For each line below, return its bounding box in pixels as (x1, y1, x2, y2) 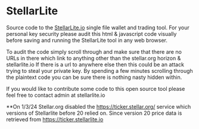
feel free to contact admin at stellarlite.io (6, 91, 105, 99)
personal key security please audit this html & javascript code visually (6, 30, 177, 37)
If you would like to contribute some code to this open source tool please (6, 85, 185, 92)
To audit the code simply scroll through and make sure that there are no (6, 48, 182, 55)
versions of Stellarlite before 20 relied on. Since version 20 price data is (6, 109, 182, 116)
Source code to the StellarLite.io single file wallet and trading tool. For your (6, 24, 189, 31)
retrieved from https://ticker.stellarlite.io (6, 115, 104, 123)
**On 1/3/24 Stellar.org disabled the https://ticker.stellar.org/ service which (6, 103, 191, 110)
